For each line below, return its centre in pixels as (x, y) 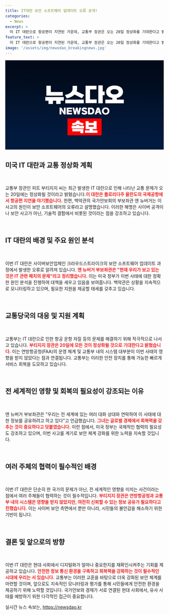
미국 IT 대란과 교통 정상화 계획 (49, 165)
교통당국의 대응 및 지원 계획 (45, 316)
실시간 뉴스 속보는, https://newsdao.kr (44, 607)
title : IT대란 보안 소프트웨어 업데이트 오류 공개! (52, 11)
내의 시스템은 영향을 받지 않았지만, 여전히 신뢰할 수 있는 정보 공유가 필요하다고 (86, 502)
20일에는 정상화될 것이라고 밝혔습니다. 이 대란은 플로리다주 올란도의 (76, 194)
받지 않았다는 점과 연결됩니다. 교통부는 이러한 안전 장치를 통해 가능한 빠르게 (88, 357)
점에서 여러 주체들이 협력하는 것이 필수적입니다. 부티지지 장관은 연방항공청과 (80, 496)
